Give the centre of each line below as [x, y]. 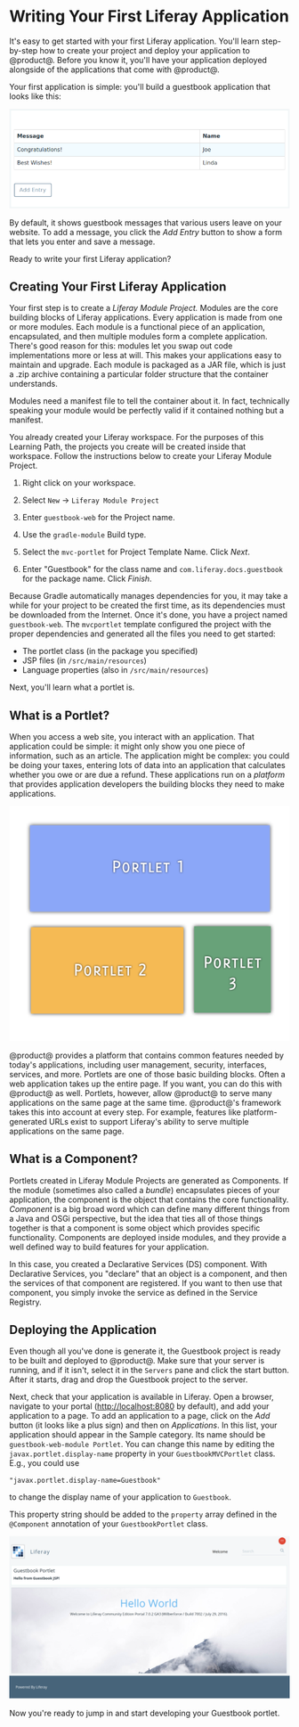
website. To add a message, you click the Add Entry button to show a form [146, 232]
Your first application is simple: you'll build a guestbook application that [140, 86]
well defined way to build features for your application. [109, 1247]
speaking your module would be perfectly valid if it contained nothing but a [147, 411]
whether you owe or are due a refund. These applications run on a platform [147, 775]
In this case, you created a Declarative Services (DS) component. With [138, 1264]
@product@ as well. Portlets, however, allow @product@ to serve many [141, 1093]
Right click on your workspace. [79, 483]
